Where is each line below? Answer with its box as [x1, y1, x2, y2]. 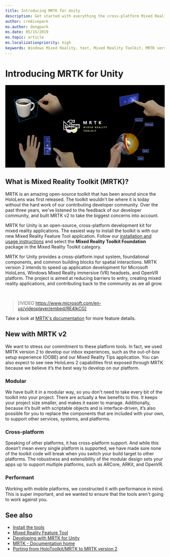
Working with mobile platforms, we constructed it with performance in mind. [5, 486, 164, 492]
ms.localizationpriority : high [5, 40, 71, 46]
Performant [5, 474, 34, 481]
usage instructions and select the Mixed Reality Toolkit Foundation [5, 238, 146, 244]
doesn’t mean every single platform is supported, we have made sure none [5, 445, 161, 451]
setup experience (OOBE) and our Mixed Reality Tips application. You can [5, 354, 159, 360]
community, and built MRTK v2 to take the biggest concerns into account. [5, 212, 159, 219]
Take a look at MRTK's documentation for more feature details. [5, 315, 136, 321]
